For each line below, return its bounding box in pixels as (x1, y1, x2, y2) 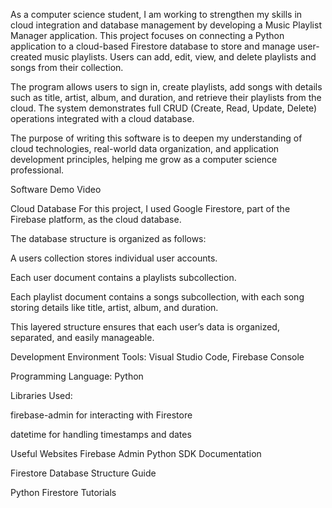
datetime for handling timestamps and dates (10, 429, 192, 440)
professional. (10, 164, 65, 176)
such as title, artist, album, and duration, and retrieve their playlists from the (10, 92, 322, 103)
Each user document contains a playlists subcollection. (10, 272, 237, 283)
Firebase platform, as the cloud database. (10, 214, 182, 225)
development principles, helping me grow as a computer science (10, 154, 278, 165)
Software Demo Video (10, 184, 102, 195)
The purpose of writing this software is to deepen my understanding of (10, 132, 303, 144)
